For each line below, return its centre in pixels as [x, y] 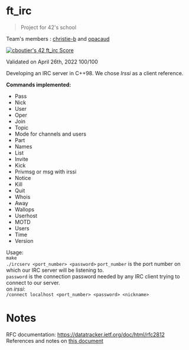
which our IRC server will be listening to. [55, 270]
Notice [23, 178]
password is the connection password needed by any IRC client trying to [93, 276]
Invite [21, 159]
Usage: [15, 252]
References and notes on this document [55, 341]
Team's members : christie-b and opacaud [58, 38]
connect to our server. [33, 282]
